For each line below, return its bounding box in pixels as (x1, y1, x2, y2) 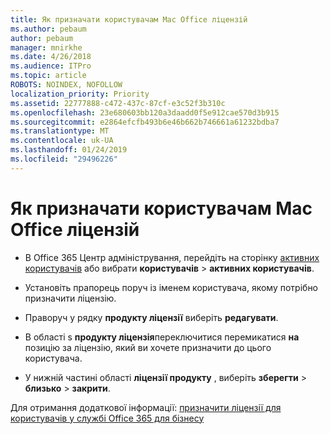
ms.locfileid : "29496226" (10, 154, 118, 164)
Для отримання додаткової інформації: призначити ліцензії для (10, 401, 282, 413)
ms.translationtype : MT (10, 126, 110, 136)
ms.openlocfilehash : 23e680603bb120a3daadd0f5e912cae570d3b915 (10, 107, 280, 118)
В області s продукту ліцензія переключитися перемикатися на (24, 331, 300, 343)
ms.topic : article (10, 71, 87, 81)
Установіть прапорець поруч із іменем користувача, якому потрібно (24, 281, 319, 293)
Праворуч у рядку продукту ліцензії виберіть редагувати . (24, 311, 279, 323)
